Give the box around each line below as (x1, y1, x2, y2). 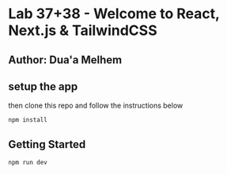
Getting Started (8, 138, 86, 151)
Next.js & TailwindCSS (8, 21, 157, 40)
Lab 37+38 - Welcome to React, (8, 5, 220, 23)
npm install (8, 116, 47, 124)
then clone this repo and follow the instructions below (8, 100, 183, 111)
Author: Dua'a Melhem (8, 53, 123, 66)
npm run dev (8, 159, 47, 167)
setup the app (8, 80, 78, 93)
